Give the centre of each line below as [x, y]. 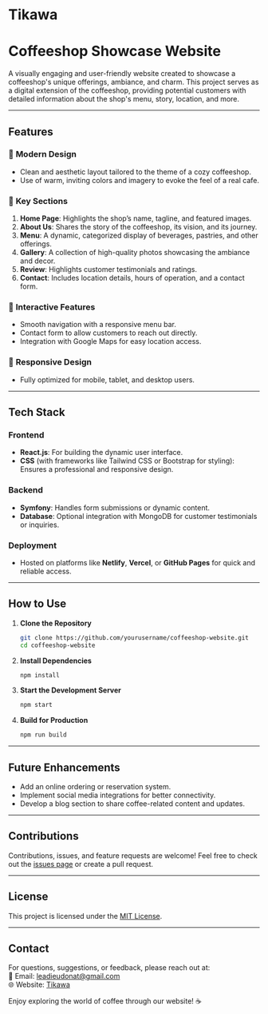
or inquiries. [39, 525]
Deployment [33, 545]
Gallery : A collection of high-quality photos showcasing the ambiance [135, 253]
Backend [26, 490]
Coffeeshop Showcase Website [115, 52]
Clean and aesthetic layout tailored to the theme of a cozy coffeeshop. [135, 172]
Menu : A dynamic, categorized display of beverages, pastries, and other [139, 236]
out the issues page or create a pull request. [81, 864]
